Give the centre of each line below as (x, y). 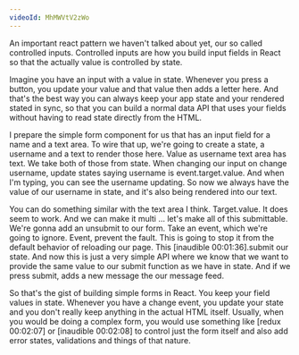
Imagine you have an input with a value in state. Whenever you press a (139, 79)
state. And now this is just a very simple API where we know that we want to (149, 257)
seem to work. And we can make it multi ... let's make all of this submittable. (149, 218)
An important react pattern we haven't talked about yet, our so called (136, 43)
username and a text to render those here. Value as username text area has (148, 154)
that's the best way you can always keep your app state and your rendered (147, 98)
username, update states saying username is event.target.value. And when (147, 173)
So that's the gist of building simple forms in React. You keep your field (140, 292)
